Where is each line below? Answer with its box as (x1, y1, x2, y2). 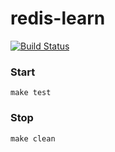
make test (10, 88, 52, 98)
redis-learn (10, 7, 106, 30)
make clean (10, 133, 56, 144)
